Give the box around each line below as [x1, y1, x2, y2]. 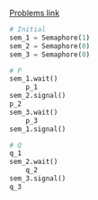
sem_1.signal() [9, 125, 67, 134]
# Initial [9, 25, 47, 34]
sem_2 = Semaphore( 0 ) [9, 41, 91, 50]
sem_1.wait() [9, 74, 58, 83]
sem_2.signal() [9, 91, 67, 100]
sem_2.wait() [9, 157, 58, 167]
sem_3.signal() [9, 174, 67, 183]
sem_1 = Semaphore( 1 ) [9, 33, 91, 42]
